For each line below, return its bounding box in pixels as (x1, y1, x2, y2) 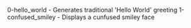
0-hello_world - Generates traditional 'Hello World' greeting (7, 6, 178, 14)
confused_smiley (7, 13, 56, 21)
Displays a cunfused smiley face (61, 13, 155, 21)
